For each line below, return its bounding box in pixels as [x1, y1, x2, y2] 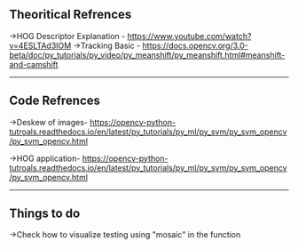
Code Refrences [9, 93, 100, 108]
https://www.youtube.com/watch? [127, 30, 252, 41]
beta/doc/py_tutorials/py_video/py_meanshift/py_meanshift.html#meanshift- [9, 49, 286, 60]
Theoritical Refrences [9, 7, 132, 22]
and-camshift [9, 59, 59, 69]
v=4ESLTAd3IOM [9, 40, 72, 51]
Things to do [9, 206, 81, 221]
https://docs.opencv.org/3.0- [142, 40, 248, 51]
